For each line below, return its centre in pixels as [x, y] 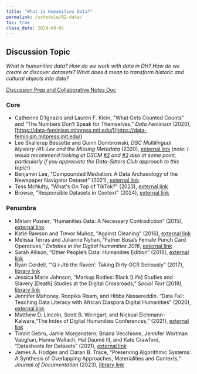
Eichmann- [152, 315]
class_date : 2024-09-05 [35, 28]
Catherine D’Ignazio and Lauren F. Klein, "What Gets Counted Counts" [99, 118]
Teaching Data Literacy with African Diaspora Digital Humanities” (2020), [103, 302]
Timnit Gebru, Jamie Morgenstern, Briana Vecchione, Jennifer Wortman [101, 333]
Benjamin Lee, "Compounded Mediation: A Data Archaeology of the [96, 174]
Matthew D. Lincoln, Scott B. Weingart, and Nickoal [76, 315]
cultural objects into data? [38, 79]
